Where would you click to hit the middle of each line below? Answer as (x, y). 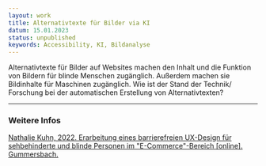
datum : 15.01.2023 (38, 30)
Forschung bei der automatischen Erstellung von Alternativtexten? (116, 92)
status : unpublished (42, 38)
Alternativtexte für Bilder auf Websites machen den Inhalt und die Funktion (130, 67)
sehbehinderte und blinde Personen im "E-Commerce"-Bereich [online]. (125, 146)
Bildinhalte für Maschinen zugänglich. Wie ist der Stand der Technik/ (120, 85)
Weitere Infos (34, 121)
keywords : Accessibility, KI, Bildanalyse (79, 45)
